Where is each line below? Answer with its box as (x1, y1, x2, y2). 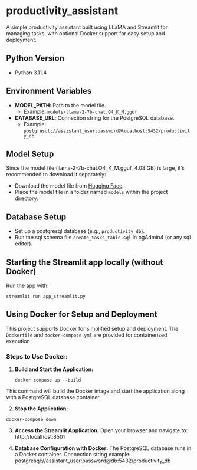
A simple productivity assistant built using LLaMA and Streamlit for (6, 24, 168, 31)
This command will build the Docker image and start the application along (6, 387, 185, 395)
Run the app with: (6, 282, 49, 289)
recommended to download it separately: (6, 171, 106, 178)
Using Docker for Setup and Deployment (6, 310, 157, 320)
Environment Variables (6, 86, 92, 96)
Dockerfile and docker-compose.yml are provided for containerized (6, 331, 168, 338)
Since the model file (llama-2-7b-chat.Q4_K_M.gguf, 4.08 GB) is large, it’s (6, 165, 185, 172)
